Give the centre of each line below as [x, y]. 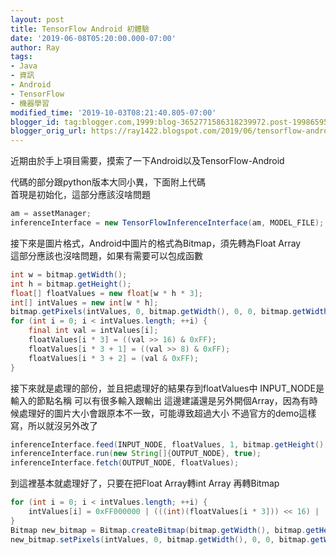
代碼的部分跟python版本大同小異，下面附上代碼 [108, 182]
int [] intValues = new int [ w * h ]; [84, 302]
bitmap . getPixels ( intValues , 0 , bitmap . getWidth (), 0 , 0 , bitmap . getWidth [169, 312]
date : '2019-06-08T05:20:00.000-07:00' [93, 38]
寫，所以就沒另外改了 [54, 425]
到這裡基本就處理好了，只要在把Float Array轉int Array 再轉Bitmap [145, 483]
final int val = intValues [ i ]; [93, 331]
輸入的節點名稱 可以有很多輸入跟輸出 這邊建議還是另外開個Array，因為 [155, 400]
